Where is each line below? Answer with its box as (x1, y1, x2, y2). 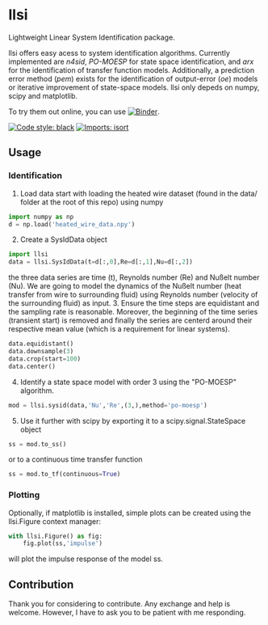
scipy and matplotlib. (8, 91, 78, 100)
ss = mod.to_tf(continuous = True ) (8, 471, 121, 479)
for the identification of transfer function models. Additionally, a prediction (8, 65, 255, 74)
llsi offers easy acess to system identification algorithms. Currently (8, 48, 230, 57)
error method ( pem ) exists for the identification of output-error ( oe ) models (8, 74, 258, 83)
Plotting (8, 489, 40, 500)
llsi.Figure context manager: (8, 516, 101, 526)
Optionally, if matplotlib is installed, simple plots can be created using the (8, 508, 252, 517)
